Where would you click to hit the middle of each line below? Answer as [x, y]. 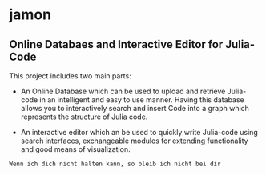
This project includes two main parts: [70, 76]
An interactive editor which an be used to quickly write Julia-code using [139, 132]
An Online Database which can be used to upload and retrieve [123, 91]
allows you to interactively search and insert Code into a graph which [135, 108]
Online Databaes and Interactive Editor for [116, 44]
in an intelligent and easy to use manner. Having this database [142, 100]
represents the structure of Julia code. [84, 117]
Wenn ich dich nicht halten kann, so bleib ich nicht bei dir [115, 164]
